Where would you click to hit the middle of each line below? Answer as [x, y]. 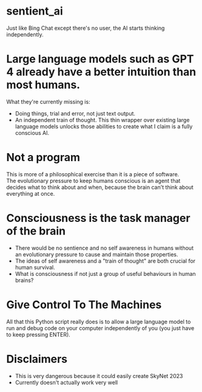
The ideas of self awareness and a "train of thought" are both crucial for [105, 261]
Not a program [43, 158]
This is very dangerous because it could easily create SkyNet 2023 [99, 376]
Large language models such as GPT [100, 59]
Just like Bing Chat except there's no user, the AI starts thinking [86, 28]
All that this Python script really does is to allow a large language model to [99, 322]
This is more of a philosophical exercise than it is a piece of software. [93, 174]
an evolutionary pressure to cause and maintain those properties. [96, 254]
